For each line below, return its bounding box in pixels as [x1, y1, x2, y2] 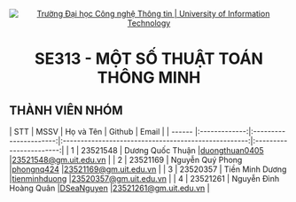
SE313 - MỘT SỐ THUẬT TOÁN [34, 49, 264, 69]
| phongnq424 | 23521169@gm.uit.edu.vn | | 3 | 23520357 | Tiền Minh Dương [9, 164, 287, 175]
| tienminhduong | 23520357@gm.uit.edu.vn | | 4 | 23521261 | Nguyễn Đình [9, 174, 280, 183]
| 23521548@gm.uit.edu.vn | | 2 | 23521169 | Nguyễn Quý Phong [9, 155, 243, 165]
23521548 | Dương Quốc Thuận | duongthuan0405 [81, 145, 264, 155]
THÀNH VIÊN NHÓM [9, 103, 123, 118]
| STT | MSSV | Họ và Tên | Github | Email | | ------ [9, 127, 193, 136]
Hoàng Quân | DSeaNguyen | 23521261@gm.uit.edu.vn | [9, 183, 210, 193]
